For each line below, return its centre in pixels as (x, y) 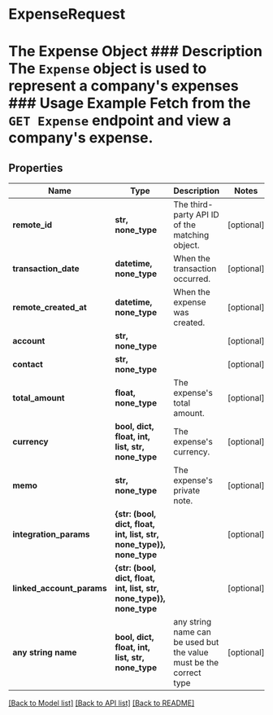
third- (202, 204)
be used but (196, 643)
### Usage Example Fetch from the (130, 103)
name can (192, 632)
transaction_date (46, 269)
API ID (207, 215)
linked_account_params (60, 589)
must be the (196, 663)
